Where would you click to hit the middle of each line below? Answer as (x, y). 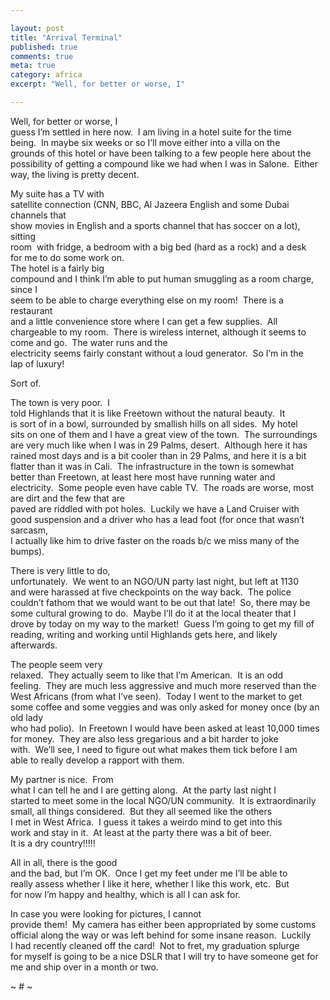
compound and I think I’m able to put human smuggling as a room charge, (162, 278)
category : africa (46, 75)
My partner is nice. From (62, 779)
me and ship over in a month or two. (84, 967)
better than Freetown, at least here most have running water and (143, 477)
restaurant (31, 310)
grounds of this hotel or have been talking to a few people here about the (161, 153)
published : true (44, 47)
